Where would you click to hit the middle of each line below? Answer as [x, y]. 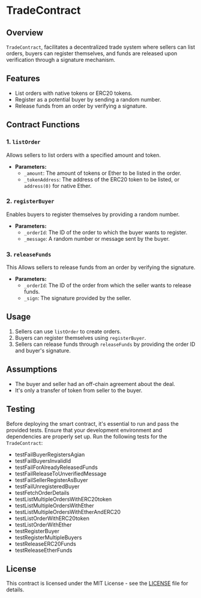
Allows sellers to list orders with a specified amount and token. [83, 155]
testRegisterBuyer [37, 531]
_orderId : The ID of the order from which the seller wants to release [108, 285]
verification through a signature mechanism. [61, 60]
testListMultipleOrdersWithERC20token [63, 499]
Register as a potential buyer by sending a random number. [88, 99]
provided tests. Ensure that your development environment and [84, 430]
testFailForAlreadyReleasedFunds [56, 467]
